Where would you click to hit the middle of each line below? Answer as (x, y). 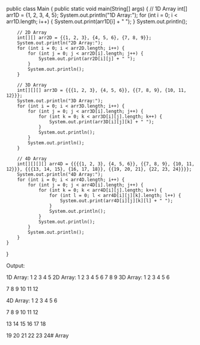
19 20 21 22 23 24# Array (38, 335)
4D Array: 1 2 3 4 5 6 (32, 301)
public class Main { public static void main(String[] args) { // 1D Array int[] (97, 9)
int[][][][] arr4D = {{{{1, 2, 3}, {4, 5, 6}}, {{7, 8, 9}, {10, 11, (106, 164)
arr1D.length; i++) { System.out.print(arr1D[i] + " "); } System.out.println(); (97, 21)
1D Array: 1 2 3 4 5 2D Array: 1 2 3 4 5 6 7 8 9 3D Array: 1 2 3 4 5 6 (88, 277)
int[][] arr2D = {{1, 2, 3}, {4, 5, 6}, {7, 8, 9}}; (84, 38)
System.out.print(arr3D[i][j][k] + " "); (102, 122)
